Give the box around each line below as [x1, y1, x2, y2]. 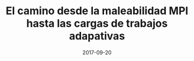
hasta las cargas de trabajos [26, 17, 168, 30]
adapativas [69, 30, 125, 43]
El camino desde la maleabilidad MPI [5, 4, 189, 18]
